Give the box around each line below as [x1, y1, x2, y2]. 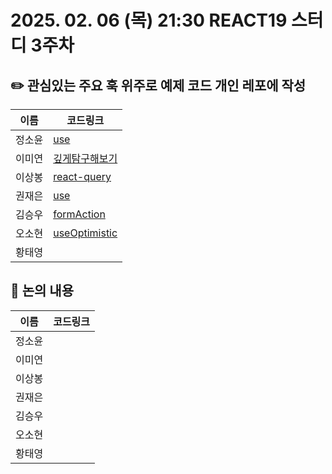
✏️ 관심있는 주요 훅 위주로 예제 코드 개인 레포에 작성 [10, 77, 307, 94]
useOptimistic [53, 226, 118, 240]
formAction [53, 207, 106, 221]
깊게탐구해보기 [53, 152, 118, 165]
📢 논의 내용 [10, 282, 75, 300]
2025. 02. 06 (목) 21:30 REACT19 [10, 9, 288, 32]
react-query [53, 170, 112, 183]
